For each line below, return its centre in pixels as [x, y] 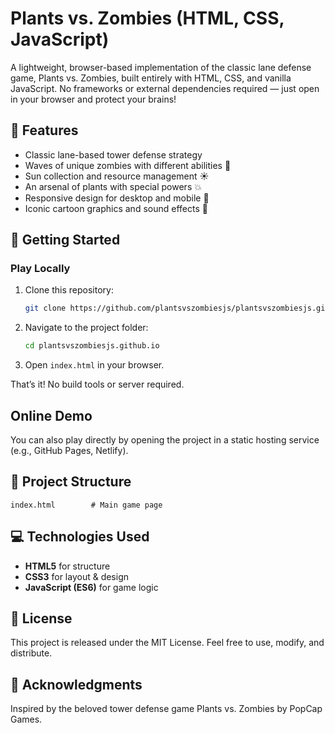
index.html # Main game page [86, 505]
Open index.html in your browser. [94, 365]
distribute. [31, 653]
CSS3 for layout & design [77, 576]
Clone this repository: [69, 290]
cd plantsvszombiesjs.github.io [92, 346]
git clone [45, 308]
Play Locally [40, 269]
